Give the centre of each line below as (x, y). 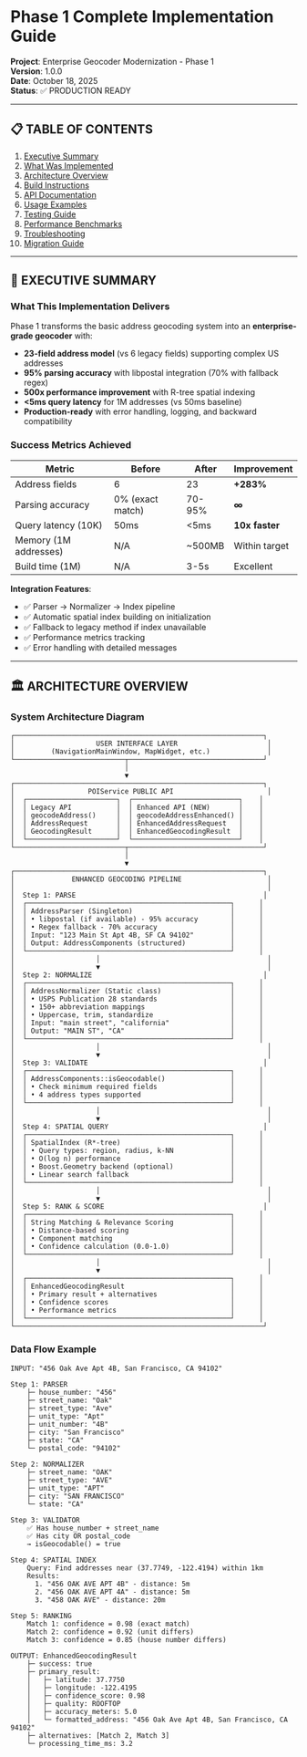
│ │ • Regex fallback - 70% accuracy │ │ (137, 928)
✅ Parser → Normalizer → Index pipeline (99, 606)
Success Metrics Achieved (71, 445)
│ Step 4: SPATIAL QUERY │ (139, 1127)
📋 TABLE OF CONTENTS (82, 130)
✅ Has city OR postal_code (79, 1536)
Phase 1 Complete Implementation (142, 17)
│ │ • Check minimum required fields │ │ (137, 1087)
